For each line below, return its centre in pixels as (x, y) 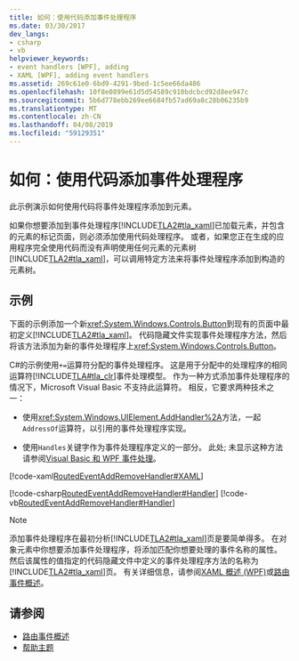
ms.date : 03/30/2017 (48, 26)
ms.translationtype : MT (53, 109)
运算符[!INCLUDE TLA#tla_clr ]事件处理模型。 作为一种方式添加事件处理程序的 (149, 375)
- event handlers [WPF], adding (69, 68)
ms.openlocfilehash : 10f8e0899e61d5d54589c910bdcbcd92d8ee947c (129, 92)
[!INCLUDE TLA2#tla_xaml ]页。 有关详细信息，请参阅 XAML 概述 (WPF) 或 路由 (149, 571)
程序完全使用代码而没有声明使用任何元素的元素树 (106, 247)
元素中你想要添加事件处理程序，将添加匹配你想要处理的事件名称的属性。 (149, 549)
